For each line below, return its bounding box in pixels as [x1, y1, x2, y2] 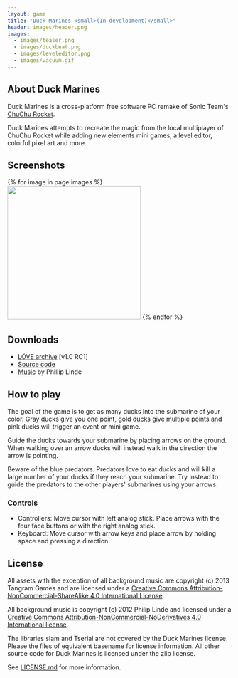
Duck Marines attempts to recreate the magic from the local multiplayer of [7, 123, 224, 132]
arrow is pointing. [7, 452, 59, 459]
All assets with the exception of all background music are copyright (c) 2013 [7, 576, 229, 585]
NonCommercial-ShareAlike [7, 592, 89, 600]
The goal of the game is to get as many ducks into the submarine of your [7, 407, 220, 415]
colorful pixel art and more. [7, 138, 87, 147]
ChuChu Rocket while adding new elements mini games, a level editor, [7, 131, 213, 140]
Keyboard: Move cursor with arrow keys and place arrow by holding [17, 529, 217, 538]
